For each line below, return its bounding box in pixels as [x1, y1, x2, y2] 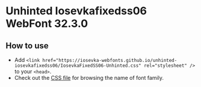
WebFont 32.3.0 [5, 17, 88, 30]
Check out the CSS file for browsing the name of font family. [14, 74, 164, 81]
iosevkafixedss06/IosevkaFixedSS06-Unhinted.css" [14, 63, 142, 69]
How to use [5, 41, 49, 51]
